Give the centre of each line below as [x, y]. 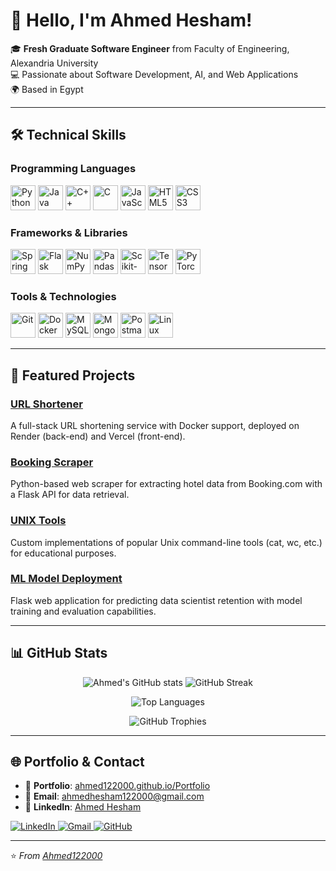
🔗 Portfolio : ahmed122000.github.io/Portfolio [117, 786]
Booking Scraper [52, 462]
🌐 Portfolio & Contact [77, 762]
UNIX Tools [38, 521]
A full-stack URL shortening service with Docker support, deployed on [155, 425]
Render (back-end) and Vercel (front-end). [98, 436]
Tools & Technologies [63, 296]
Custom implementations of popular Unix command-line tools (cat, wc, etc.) [166, 542]
